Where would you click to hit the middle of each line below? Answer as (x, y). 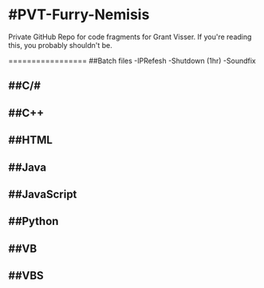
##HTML (31, 140)
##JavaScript (43, 194)
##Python (33, 221)
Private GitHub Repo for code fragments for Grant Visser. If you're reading (130, 37)
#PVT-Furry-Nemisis (79, 15)
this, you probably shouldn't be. (61, 45)
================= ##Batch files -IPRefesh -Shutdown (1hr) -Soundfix (132, 61)
